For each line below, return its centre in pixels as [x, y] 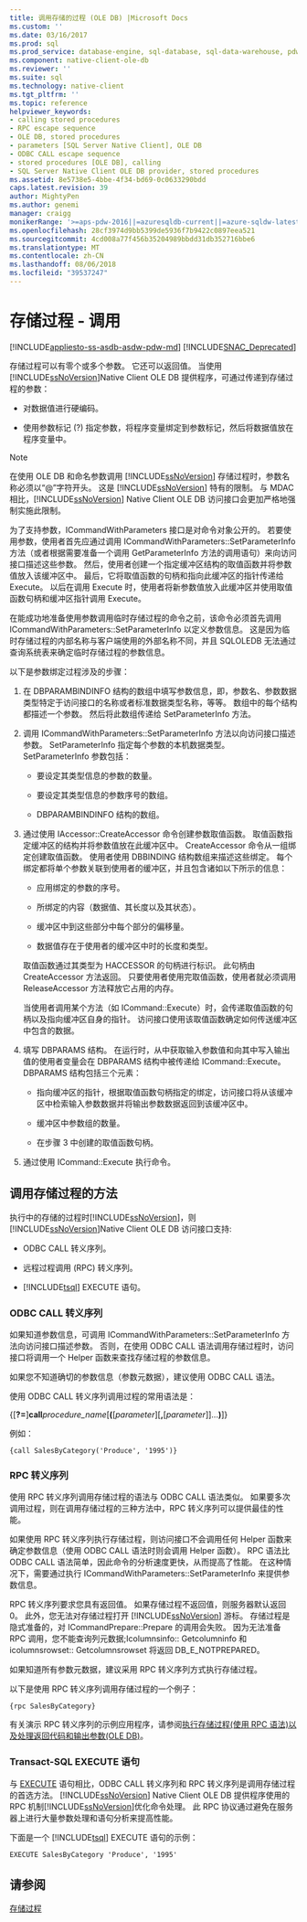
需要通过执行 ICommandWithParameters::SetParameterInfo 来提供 [158, 1574]
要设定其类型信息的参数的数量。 [96, 775]
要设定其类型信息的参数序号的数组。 [105, 795]
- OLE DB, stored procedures [65, 137]
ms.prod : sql [34, 43]
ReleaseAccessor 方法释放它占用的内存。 [101, 988]
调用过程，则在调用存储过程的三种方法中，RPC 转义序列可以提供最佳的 [143, 1509]
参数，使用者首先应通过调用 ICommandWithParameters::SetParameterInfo [156, 541]
